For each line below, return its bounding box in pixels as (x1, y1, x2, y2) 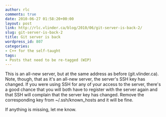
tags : (5, 53, 16, 58)
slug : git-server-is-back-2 (5, 30, 63, 35)
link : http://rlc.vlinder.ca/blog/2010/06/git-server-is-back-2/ (5, 26, 142, 30)
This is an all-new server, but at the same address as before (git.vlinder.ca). (5, 71, 159, 77)
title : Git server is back (5, 35, 61, 40)
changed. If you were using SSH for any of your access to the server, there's (5, 82, 161, 88)
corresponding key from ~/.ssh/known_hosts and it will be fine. (5, 97, 133, 103)
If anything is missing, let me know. (5, 107, 77, 113)
